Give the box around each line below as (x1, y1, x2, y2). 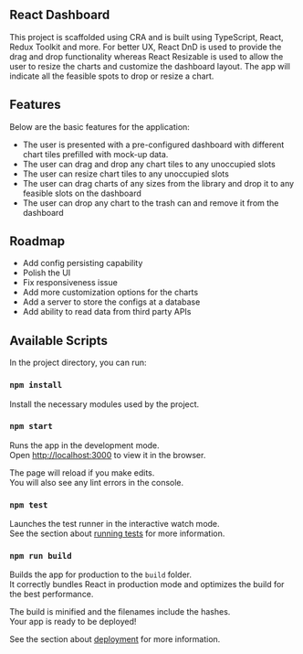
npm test (9, 499, 48, 510)
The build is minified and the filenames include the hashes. (9, 606, 231, 617)
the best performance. (9, 589, 94, 600)
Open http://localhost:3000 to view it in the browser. (9, 449, 206, 460)
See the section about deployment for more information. (9, 634, 221, 645)
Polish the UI (22, 267, 71, 278)
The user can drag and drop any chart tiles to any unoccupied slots (22, 158, 276, 169)
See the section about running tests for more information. (9, 528, 225, 539)
